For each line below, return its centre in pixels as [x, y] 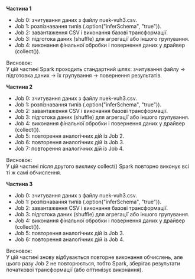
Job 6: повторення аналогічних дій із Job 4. [69, 239]
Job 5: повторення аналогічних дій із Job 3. [69, 233]
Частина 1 [19, 9]
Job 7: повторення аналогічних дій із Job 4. [69, 148]
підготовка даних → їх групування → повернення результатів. [84, 75]
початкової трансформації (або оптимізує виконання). [75, 270]
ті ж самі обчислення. [34, 173]
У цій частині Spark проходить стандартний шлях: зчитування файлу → [96, 69]
